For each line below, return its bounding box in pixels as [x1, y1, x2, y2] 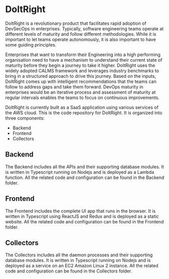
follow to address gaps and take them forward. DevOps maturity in [5, 83, 144, 89]
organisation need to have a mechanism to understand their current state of [5, 57, 162, 63]
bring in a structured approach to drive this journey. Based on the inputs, [5, 73, 156, 79]
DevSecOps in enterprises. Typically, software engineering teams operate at [5, 25, 164, 31]
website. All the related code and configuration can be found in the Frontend [5, 218, 164, 224]
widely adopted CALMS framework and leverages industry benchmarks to [5, 67, 159, 74]
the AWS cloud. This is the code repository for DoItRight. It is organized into [5, 110, 162, 116]
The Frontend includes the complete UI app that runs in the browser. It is [5, 208, 156, 214]
